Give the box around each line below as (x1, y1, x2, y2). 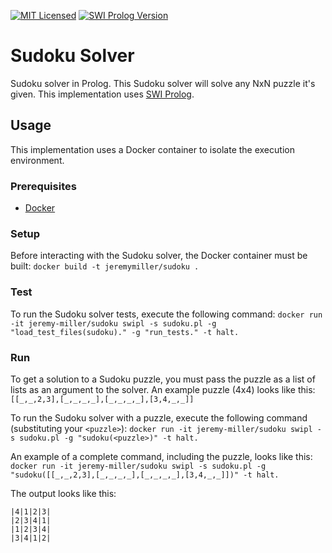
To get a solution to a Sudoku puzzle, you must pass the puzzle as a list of (10, 373, 316, 385)
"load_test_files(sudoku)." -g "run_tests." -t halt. (10, 327, 240, 337)
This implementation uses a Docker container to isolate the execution (10, 143, 295, 155)
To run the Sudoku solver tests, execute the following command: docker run (10, 308, 323, 320)
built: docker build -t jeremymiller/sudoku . (10, 260, 200, 272)
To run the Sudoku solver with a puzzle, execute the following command (10, 411, 308, 424)
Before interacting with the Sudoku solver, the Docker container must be (10, 250, 308, 262)
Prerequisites (10, 179, 77, 193)
